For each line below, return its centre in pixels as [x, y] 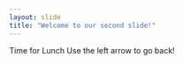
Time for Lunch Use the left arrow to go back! [92, 50]
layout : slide [35, 17]
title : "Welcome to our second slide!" [83, 25]
